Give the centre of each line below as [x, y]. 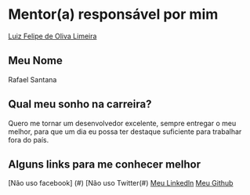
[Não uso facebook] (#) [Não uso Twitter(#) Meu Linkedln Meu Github [121, 183]
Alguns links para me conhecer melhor [105, 164]
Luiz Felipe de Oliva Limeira [53, 36]
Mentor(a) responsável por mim [113, 14]
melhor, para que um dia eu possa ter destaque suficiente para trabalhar [125, 132]
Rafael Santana [33, 79]
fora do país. [29, 139]
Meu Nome [35, 61]
